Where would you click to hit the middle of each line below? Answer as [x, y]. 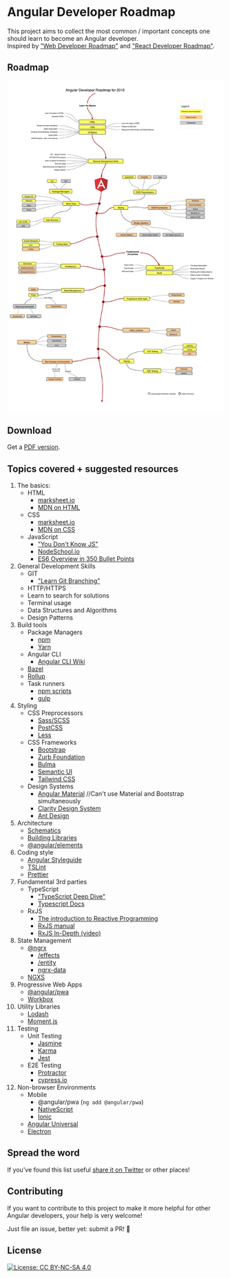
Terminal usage [49, 603]
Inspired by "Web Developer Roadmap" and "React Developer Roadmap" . [111, 46]
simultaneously [59, 801]
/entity [47, 963]
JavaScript [43, 537]
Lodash [38, 1014]
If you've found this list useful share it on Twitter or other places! [99, 1170]
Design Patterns [50, 618]
